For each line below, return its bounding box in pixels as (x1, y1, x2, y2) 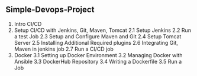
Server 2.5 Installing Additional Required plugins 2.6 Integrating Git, (14, 39, 179, 46)
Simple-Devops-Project (5, 5, 95, 15)
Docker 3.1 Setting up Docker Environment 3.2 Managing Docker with (14, 51, 183, 58)
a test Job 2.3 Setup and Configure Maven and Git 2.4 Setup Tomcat (14, 32, 182, 40)
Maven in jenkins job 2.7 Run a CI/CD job (14, 45, 114, 52)
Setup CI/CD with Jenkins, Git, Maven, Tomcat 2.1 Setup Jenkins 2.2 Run (14, 27, 192, 34)
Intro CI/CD (14, 20, 42, 27)
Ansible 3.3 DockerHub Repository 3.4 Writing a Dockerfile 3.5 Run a (14, 58, 182, 65)
